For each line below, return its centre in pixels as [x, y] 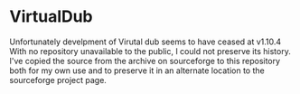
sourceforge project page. [58, 80]
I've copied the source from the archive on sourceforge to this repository [145, 61]
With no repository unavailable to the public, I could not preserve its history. [150, 51]
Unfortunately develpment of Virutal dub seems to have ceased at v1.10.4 [145, 42]
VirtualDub [51, 17]
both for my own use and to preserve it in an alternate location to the [137, 70]
